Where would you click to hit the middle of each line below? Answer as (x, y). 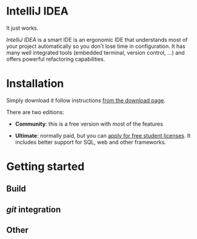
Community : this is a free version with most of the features (89, 124)
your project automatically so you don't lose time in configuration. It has (96, 46)
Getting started (45, 167)
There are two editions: (35, 112)
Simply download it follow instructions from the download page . (86, 100)
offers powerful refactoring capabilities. (56, 59)
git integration (34, 210)
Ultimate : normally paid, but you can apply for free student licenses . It (103, 135)
